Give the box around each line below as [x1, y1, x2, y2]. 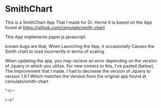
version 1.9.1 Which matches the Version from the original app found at [5, 73, 146, 79]
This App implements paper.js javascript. [5, 34, 87, 40]
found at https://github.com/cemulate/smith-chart [5, 24, 105, 30]
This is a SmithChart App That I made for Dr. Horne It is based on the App [5, 19, 152, 25]
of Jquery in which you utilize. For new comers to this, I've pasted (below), [5, 63, 155, 69]
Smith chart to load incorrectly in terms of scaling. [5, 48, 106, 54]
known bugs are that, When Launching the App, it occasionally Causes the [5, 43, 155, 49]
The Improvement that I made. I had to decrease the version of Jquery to [5, 68, 151, 74]
